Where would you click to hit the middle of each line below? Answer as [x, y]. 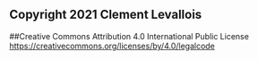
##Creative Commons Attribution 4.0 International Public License [129, 36]
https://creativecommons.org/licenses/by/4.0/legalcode [112, 46]
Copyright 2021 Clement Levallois [106, 15]
